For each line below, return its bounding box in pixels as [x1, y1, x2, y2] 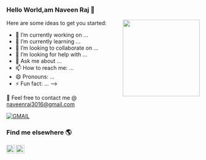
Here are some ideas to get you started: [6, 20, 107, 27]
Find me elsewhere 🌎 [6, 128, 72, 137]
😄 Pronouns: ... [15, 73, 55, 80]
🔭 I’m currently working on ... [15, 31, 88, 39]
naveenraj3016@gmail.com [6, 101, 75, 108]
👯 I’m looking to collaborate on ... [15, 44, 99, 51]
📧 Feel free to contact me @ [6, 94, 77, 102]
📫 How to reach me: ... [15, 64, 74, 72]
